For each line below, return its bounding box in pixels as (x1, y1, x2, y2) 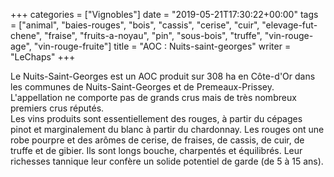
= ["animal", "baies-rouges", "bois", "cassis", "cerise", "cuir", (10, 19, 260, 31)
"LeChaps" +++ (10, 51, 76, 63)
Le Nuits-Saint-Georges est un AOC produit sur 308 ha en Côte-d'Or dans (10, 70, 316, 82)
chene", (10, 30, 43, 41)
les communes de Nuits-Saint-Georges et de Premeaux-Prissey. (10, 81, 275, 93)
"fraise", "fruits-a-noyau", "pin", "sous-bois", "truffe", (44, 30, 263, 41)
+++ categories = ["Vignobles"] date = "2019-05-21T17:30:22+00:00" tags (10, 9, 319, 20)
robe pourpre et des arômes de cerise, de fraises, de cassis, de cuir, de (10, 134, 305, 146)
